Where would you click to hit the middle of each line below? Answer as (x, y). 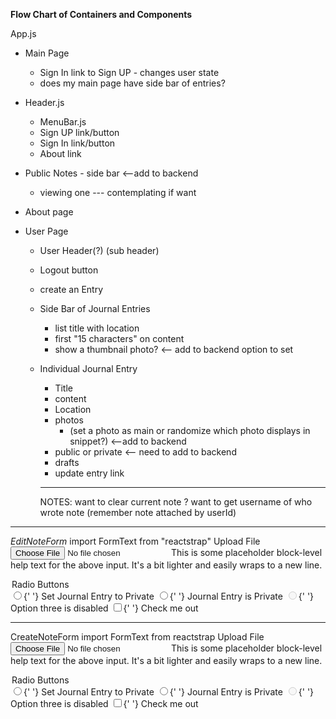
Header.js (44, 102)
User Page (46, 231)
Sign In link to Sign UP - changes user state (129, 72)
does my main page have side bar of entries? (132, 83)
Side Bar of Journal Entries (95, 308)
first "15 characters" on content (119, 338)
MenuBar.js (63, 122)
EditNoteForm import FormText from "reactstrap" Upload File (135, 541)
